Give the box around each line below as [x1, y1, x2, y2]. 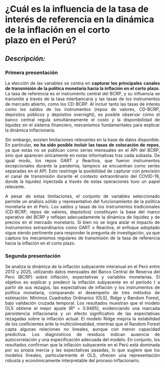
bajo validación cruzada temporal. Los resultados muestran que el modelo [5, 300, 160, 306]
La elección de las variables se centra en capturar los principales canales [5, 80, 160, 86]
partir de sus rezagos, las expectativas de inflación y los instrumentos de [5, 284, 160, 290]
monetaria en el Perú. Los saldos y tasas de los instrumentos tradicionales [5, 203, 160, 209]
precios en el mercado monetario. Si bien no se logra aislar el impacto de [5, 219, 160, 225]
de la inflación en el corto [5, 25, 110, 35]
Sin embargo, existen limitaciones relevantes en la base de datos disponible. [5, 137, 160, 142]
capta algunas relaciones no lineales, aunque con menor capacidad [5, 326, 160, 332]
